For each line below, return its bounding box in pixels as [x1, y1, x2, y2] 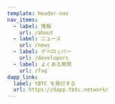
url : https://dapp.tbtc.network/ [13, 86, 109, 93]
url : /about [19, 29, 53, 36]
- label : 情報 [13, 23, 51, 29]
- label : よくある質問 [13, 61, 72, 68]
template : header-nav [7, 10, 69, 17]
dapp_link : [7, 73, 38, 81]
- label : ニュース [13, 36, 62, 42]
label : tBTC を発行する [13, 80, 76, 87]
